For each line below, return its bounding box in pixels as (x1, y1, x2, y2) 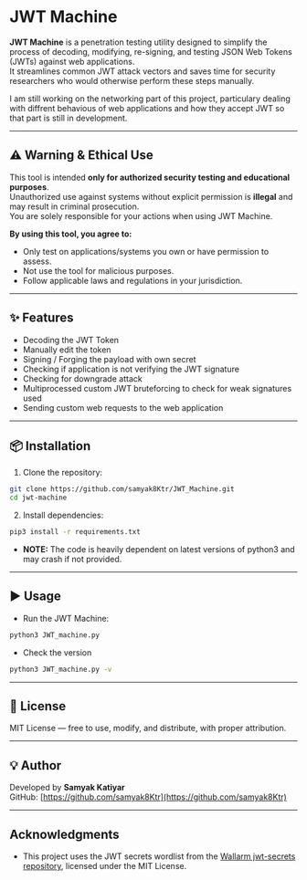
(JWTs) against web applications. (9, 56, 135, 67)
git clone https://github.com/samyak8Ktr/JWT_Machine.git (9, 485, 235, 494)
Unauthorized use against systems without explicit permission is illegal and (9, 191, 293, 202)
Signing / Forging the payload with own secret (22, 353, 196, 364)
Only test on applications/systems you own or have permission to (22, 246, 270, 257)
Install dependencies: (22, 509, 104, 521)
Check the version (22, 646, 92, 658)
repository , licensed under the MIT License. (22, 861, 187, 871)
